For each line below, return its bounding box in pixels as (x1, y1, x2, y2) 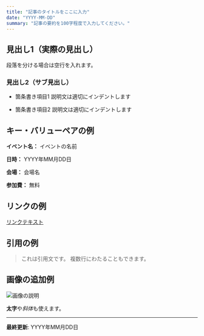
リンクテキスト (6, 218, 44, 225)
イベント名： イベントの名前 (6, 143, 77, 150)
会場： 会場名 (6, 168, 40, 176)
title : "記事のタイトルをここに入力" (6, 9, 90, 15)
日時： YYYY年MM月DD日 (6, 156, 72, 163)
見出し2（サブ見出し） (6, 78, 73, 87)
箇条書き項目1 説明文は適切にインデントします (15, 93, 131, 100)
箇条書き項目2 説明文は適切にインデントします (15, 106, 132, 113)
